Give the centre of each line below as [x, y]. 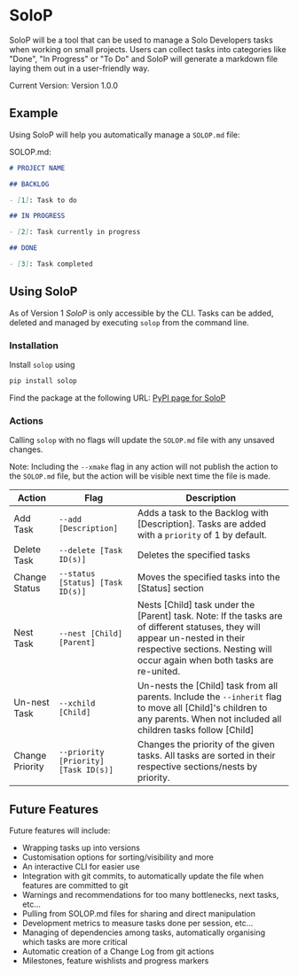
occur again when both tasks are [205, 660]
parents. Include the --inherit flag [209, 697]
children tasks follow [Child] [196, 730]
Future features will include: [60, 831]
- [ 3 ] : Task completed [51, 264]
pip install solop [43, 381]
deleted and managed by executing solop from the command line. [129, 322]
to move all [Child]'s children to [202, 708]
